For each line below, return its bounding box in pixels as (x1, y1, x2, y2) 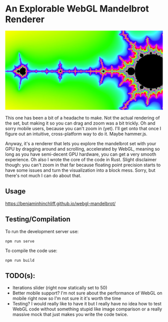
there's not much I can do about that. (5, 172, 81, 178)
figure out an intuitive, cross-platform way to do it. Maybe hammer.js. (5, 131, 147, 137)
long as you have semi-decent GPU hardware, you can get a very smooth (5, 151, 156, 157)
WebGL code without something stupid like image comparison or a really (12, 306, 162, 312)
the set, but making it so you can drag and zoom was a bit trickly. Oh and (5, 120, 156, 126)
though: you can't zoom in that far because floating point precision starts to (5, 162, 161, 168)
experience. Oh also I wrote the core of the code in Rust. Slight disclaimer (5, 156, 157, 162)
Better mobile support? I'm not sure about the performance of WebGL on (12, 290, 162, 296)
